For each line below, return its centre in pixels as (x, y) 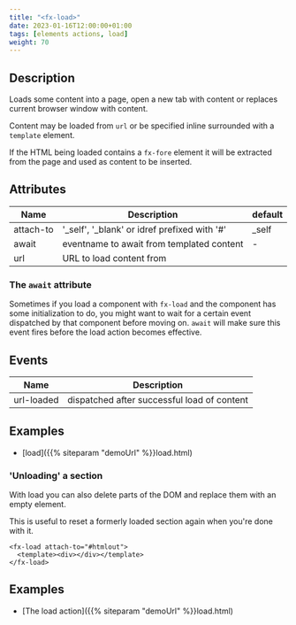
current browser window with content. (79, 109)
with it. (21, 531)
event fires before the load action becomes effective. (106, 332)
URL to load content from (114, 258)
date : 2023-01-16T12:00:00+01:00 (71, 26)
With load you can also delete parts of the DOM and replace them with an (143, 495)
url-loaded (36, 399)
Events (29, 360)
